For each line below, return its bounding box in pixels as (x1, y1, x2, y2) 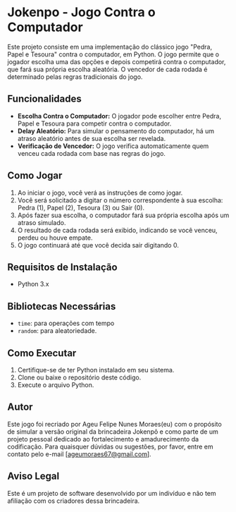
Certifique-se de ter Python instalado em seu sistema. (17, 366, 175, 374)
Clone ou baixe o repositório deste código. (17, 373, 142, 382)
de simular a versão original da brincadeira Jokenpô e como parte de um (7, 427, 218, 436)
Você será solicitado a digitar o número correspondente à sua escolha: (17, 195, 223, 205)
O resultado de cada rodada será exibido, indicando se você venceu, (17, 226, 218, 234)
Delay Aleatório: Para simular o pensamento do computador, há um (17, 126, 215, 135)
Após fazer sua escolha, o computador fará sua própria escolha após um (17, 211, 230, 219)
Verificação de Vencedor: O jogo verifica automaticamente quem (17, 142, 209, 150)
